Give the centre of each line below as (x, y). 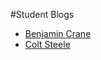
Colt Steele (47, 44)
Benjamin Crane (58, 33)
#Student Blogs (42, 14)
